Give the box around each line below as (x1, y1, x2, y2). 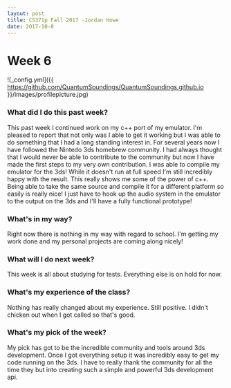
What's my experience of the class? (7, 288, 131, 297)
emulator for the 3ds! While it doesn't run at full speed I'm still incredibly (7, 167, 213, 176)
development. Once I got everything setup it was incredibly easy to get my (7, 351, 219, 359)
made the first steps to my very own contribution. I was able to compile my (7, 160, 220, 168)
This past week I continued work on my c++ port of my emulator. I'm (7, 123, 203, 131)
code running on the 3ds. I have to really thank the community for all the (7, 358, 213, 367)
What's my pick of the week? (7, 328, 107, 338)
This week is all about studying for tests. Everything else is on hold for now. (7, 270, 223, 279)
